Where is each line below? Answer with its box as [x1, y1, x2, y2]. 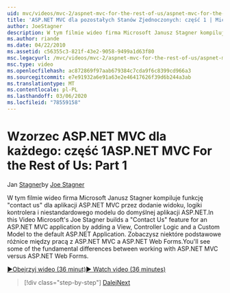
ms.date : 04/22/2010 [7, 42, 66, 49]
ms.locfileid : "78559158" [7, 99, 81, 106]
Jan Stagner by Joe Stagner [7, 180, 85, 188]
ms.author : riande [7, 36, 60, 42]
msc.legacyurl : [7, 55, 51, 62]
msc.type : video [7, 61, 53, 68]
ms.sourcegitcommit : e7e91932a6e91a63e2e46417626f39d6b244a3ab [7, 73, 192, 81]
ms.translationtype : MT [7, 80, 75, 87]
